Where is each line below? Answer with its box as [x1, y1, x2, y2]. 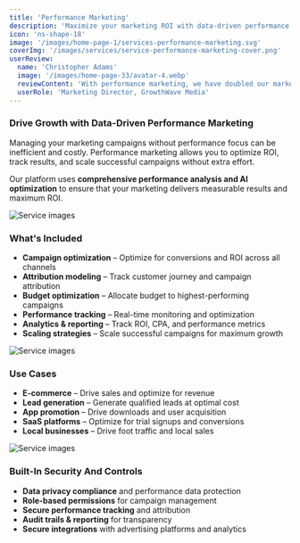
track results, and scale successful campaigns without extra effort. [9, 156, 255, 167]
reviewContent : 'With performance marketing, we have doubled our [17, 79, 270, 88]
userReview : [9, 54, 54, 63]
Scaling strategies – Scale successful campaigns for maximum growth [21, 328, 284, 339]
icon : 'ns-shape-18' [9, 29, 87, 38]
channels [21, 262, 56, 273]
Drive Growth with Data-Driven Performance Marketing [9, 117, 254, 129]
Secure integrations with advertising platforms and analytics [21, 523, 247, 534]
